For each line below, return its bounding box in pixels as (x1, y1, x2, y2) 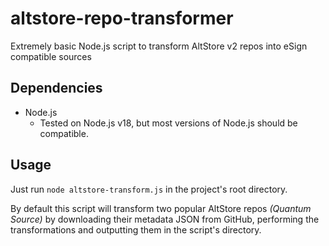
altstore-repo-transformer (10, 7, 234, 30)
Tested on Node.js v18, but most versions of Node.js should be (39, 117, 298, 129)
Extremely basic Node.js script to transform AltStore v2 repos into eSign (10, 40, 308, 52)
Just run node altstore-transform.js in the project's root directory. (10, 183, 288, 195)
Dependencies (10, 80, 103, 97)
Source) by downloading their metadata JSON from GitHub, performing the (10, 213, 320, 225)
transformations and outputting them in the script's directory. (10, 223, 262, 236)
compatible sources (10, 50, 92, 62)
